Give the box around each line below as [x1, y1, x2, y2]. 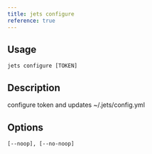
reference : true [7, 17, 55, 24]
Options [7, 121, 44, 133]
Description [7, 81, 60, 93]
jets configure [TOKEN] [7, 62, 78, 70]
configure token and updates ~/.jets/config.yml [7, 101, 146, 109]
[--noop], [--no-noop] [7, 140, 75, 147]
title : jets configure [7, 10, 75, 18]
